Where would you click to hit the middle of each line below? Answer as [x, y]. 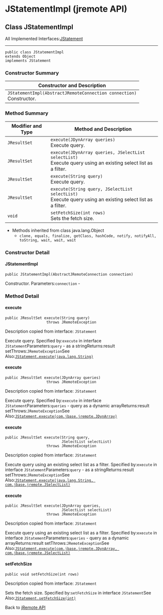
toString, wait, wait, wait [48, 240]
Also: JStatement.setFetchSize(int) [41, 598]
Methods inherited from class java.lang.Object [58, 230]
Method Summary [27, 113]
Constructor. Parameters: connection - [43, 283]
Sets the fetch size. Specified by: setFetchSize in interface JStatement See [78, 593]
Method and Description [103, 129]
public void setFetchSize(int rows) [42, 574]
